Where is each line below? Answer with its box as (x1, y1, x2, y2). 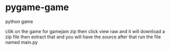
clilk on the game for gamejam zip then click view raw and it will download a (5, 28, 165, 34)
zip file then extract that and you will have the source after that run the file (5, 34, 161, 40)
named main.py (5, 39, 38, 45)
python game (5, 18, 33, 24)
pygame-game (5, 2, 69, 13)
